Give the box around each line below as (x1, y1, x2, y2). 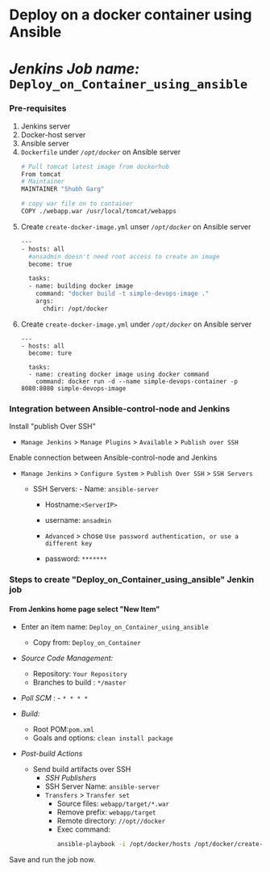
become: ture (28, 349, 73, 357)
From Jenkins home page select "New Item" (9, 604, 160, 613)
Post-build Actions (20, 749, 83, 759)
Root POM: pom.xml (32, 725, 95, 735)
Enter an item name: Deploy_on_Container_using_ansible (20, 622, 209, 632)
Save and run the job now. (9, 855, 96, 865)
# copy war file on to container (20, 200, 134, 208)
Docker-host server (20, 129, 86, 139)
